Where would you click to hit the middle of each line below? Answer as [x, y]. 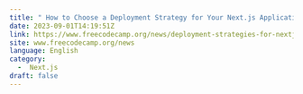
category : [28, 59]
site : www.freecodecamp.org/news [72, 43]
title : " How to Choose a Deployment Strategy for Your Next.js [133, 17]
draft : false [34, 76]
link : [19, 34]
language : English [44, 51]
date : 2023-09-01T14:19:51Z [62, 26]
